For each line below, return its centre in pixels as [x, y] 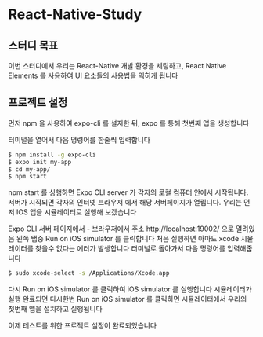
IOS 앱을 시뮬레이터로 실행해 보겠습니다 [76, 212]
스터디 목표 [33, 45]
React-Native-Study [75, 15]
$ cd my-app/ [29, 169]
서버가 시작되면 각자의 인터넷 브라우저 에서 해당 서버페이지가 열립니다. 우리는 [125, 203]
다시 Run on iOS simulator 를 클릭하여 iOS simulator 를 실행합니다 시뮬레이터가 [130, 289]
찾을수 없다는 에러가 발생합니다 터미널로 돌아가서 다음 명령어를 [130, 248]
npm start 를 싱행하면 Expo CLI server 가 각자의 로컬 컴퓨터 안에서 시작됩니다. [128, 192]
